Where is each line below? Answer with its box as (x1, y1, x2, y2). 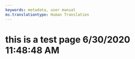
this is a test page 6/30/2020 (5, 34, 130, 45)
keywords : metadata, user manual (5, 7, 76, 13)
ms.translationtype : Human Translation (5, 12, 89, 17)
